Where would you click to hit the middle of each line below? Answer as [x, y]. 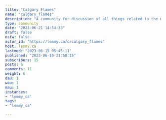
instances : [16, 92]
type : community [22, 23]
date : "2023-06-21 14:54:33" [35, 28]
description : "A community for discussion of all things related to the [82, 19]
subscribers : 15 [22, 60]
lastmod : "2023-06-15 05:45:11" [38, 51]
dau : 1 [12, 78]
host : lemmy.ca [21, 46]
